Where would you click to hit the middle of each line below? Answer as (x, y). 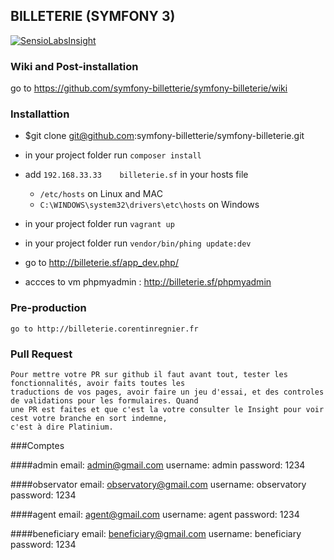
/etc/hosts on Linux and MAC (101, 194)
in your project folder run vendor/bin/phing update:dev (138, 243)
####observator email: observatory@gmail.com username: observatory (158, 484)
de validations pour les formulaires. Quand (104, 401)
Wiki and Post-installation (74, 66)
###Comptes (37, 445)
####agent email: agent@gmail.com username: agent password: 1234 (155, 514)
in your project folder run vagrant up (99, 224)
